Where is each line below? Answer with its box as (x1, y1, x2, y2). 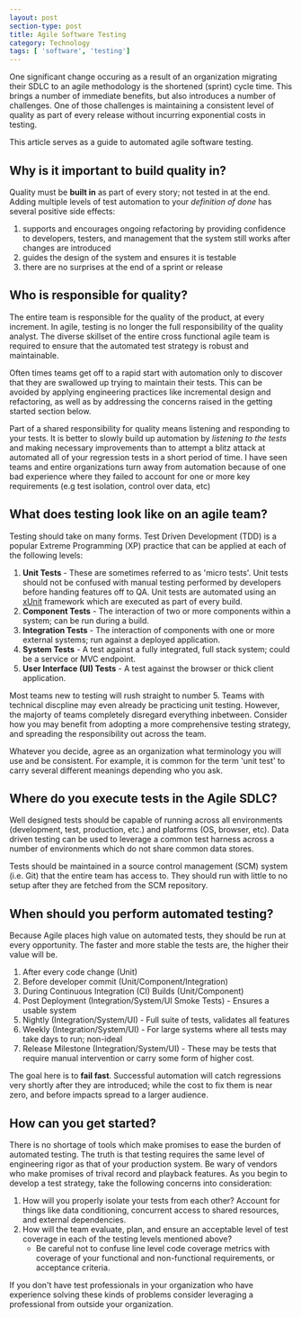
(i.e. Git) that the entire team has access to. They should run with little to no (9, 870, 288, 881)
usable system (22, 1005, 76, 1016)
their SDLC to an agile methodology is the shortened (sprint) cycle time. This (9, 81, 293, 92)
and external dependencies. (22, 1214, 127, 1225)
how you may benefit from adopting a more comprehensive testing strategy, (9, 718, 291, 730)
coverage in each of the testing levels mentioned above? (22, 1233, 232, 1244)
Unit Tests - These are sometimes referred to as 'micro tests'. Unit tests (22, 567, 289, 577)
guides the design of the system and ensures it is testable (22, 251, 236, 262)
